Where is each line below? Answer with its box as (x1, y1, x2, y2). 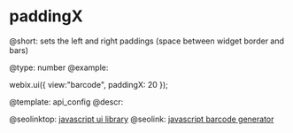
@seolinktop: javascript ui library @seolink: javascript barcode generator (9, 113, 274, 124)
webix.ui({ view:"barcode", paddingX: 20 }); (9, 79, 168, 90)
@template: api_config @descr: (9, 96, 124, 107)
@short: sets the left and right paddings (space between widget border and (9, 35, 285, 46)
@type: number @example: (9, 62, 109, 73)
